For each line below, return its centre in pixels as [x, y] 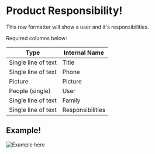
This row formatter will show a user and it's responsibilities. [77, 27]
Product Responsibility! [64, 11]
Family [71, 100]
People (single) [30, 90]
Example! [23, 130]
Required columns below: [37, 38]
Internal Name [84, 52]
